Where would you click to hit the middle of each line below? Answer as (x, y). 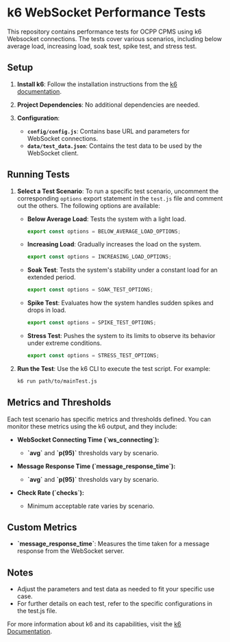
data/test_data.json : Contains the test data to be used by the (115, 146)
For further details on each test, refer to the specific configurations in (115, 604)
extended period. (52, 277)
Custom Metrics (42, 527)
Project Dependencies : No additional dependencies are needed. (108, 105)
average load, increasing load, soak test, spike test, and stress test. (102, 46)
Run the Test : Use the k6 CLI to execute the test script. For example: (114, 368)
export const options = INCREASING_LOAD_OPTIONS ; (100, 257)
